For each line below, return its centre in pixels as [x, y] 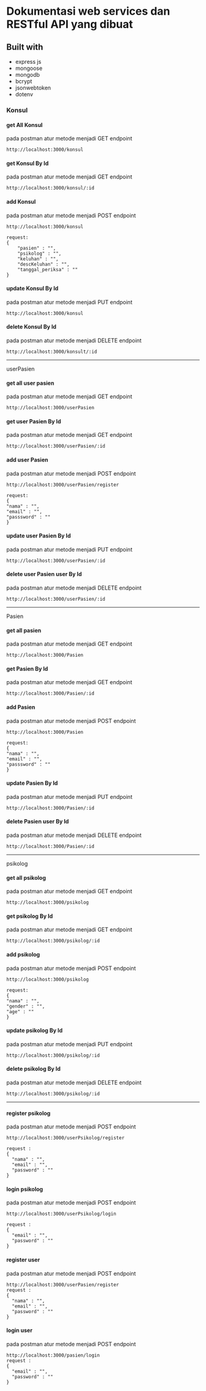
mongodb [27, 75]
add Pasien [21, 707]
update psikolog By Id [35, 1031]
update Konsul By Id [32, 288]
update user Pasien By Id [39, 536]
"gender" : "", [26, 1006]
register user [23, 1260]
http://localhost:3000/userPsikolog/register [65, 1138]
